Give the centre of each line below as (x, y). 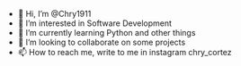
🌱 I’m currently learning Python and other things (107, 33)
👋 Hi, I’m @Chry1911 (54, 14)
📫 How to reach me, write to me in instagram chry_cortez (125, 52)
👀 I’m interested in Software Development (95, 23)
